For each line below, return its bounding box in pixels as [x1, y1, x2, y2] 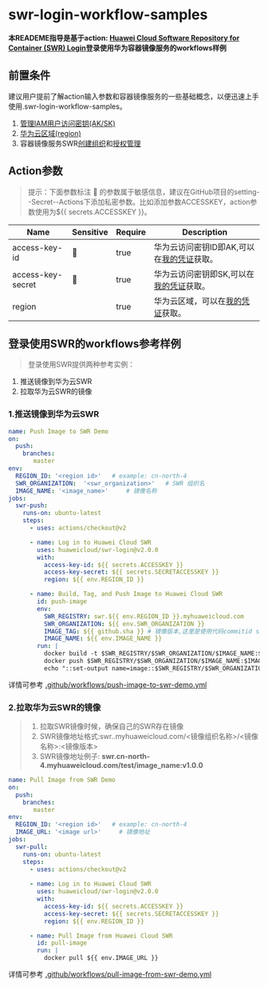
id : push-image [37, 597, 88, 605]
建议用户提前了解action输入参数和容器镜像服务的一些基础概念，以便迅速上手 [8, 91, 259, 101]
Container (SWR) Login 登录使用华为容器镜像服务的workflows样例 [8, 42, 227, 53]
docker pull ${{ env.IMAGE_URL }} [43, 954, 159, 962]
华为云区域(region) [19, 128, 81, 138]
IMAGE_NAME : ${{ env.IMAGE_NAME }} [43, 634, 162, 643]
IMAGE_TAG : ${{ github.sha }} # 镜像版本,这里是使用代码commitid [43, 627, 253, 635]
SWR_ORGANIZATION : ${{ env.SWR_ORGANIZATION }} [43, 620, 205, 628]
